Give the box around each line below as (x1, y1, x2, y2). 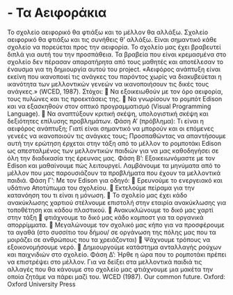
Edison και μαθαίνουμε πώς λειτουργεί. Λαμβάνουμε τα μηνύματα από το (7, 161, 221, 169)
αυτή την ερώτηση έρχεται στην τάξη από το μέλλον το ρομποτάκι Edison (7, 139, 221, 147)
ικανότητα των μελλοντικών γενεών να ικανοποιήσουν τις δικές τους (7, 80, 209, 88)
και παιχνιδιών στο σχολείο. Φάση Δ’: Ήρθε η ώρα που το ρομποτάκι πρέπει (7, 250, 227, 259)
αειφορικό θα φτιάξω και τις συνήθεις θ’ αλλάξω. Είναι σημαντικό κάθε (7, 35, 217, 43)
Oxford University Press (7, 280, 76, 288)
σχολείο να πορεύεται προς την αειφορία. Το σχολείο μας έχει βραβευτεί (7, 43, 221, 51)
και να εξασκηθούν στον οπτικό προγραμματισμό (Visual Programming (7, 102, 211, 110)
